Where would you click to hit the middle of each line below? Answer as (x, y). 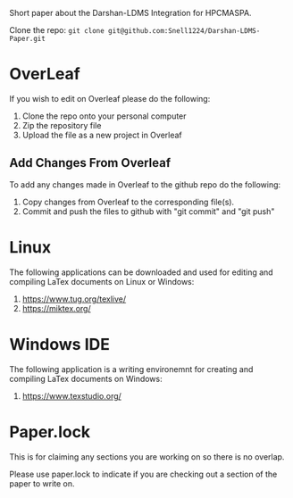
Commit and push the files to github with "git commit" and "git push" (148, 211)
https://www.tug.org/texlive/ (74, 299)
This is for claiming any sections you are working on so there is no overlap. (147, 456)
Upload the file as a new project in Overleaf (102, 135)
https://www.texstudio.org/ (72, 395)
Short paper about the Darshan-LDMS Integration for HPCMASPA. (130, 13)
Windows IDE (59, 344)
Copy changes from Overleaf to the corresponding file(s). (128, 202)
